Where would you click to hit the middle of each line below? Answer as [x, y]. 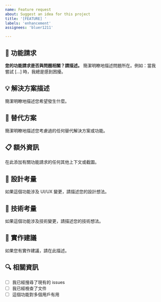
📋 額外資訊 [22, 147]
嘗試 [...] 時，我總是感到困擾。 [35, 72]
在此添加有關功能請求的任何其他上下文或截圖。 [52, 162]
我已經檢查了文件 [29, 288]
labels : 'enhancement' [28, 23]
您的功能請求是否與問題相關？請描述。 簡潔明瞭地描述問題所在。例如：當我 [80, 65]
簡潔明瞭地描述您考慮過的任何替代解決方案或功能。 [56, 131]
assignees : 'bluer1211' [29, 28]
